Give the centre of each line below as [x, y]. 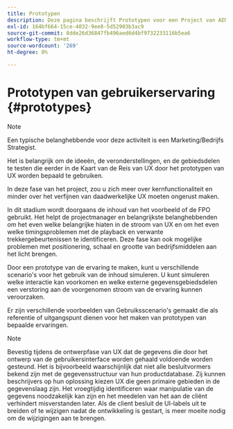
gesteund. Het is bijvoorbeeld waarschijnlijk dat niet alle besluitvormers [109, 366]
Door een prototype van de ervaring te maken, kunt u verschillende [103, 267]
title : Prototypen [34, 14]
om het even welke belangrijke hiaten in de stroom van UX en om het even [113, 224]
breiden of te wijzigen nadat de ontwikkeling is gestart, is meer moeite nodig [116, 410]
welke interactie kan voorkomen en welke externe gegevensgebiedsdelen [112, 282]
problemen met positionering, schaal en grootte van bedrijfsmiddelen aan [112, 246]
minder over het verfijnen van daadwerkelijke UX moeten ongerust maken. [113, 196]
